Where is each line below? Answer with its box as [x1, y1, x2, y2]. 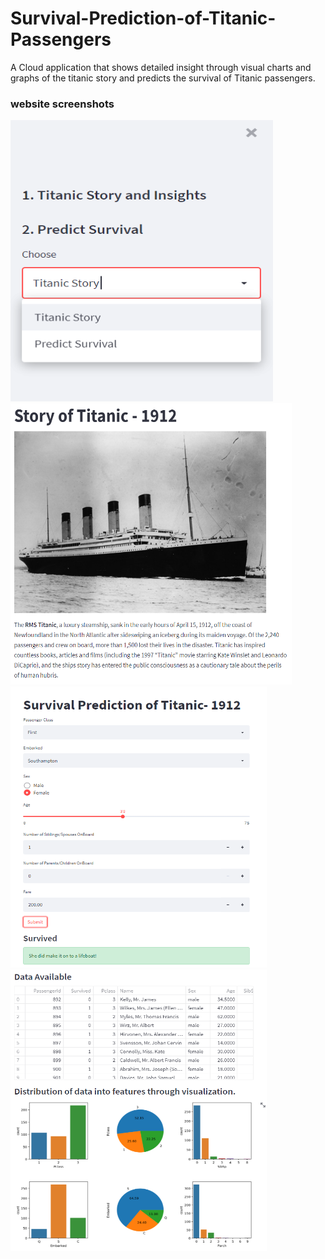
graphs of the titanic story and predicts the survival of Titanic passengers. [10, 72, 316, 84]
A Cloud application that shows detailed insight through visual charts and [10, 61, 312, 73]
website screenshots [10, 97, 115, 111]
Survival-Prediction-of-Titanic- [10, 7, 277, 30]
